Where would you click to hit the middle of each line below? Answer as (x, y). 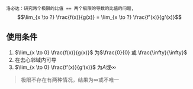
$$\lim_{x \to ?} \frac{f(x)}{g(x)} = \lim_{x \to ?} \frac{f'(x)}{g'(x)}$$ (99, 17)
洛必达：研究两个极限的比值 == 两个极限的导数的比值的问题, (70, 8)
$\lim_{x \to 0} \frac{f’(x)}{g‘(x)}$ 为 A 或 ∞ (65, 67)
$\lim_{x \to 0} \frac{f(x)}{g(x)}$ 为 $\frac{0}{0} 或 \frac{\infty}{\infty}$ (101, 52)
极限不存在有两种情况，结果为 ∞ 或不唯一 (70, 80)
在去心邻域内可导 (36, 60)
